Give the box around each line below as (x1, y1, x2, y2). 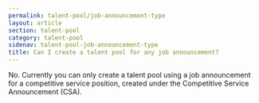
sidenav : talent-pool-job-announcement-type (8, 41, 159, 49)
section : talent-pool (8, 26, 80, 34)
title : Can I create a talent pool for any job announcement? (8, 48, 219, 56)
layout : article (8, 19, 62, 27)
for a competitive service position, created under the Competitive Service (8, 78, 249, 88)
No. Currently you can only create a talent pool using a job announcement (8, 71, 251, 79)
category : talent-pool (8, 33, 84, 42)
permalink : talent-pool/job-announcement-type (8, 11, 166, 20)
